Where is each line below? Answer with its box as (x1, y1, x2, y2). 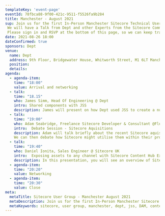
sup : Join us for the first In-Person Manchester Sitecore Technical (5, 21, 151, 26)
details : (9, 67, 27, 72)
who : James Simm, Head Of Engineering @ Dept (14, 99, 109, 104)
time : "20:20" (14, 167, 43, 172)
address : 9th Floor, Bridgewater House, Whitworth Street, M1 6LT (9, 57, 148, 62)
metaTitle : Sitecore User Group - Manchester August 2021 (9, 194, 131, 199)
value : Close (14, 185, 41, 190)
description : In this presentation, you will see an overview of (14, 158, 151, 162)
